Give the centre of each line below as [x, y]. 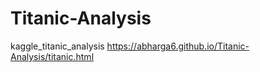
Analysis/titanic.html [52, 56]
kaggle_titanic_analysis [57, 46]
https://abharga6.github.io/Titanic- [178, 46]
